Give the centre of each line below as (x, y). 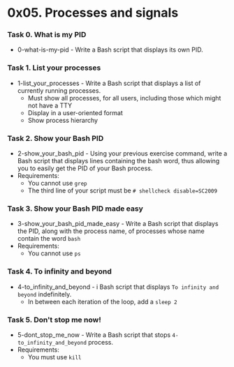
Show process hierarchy (63, 120)
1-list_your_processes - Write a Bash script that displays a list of (109, 83)
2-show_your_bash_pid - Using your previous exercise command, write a (122, 153)
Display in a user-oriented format (75, 112)
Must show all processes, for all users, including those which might (124, 98)
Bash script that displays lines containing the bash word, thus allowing (118, 161)
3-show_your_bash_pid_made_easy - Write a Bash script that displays (118, 224)
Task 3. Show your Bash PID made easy (75, 209)
